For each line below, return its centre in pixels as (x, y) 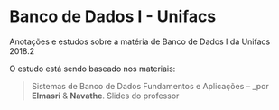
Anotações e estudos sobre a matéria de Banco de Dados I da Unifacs (140, 41)
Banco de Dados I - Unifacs (113, 17)
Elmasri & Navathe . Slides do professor (105, 96)
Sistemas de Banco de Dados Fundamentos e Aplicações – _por (150, 86)
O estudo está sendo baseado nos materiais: (93, 69)
